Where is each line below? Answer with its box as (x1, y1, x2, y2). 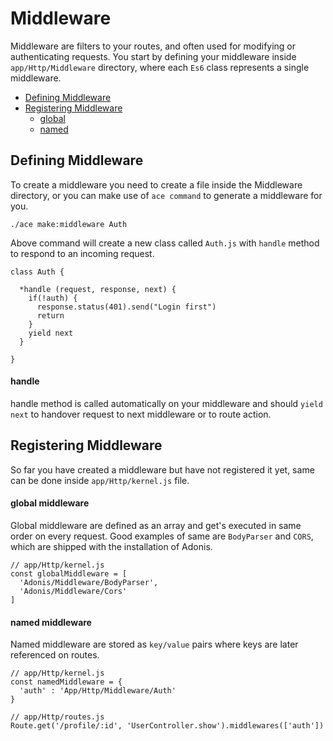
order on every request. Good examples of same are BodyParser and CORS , (10, 530, 314, 542)
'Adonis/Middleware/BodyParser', (19, 577, 159, 587)
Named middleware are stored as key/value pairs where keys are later (10, 638, 299, 651)
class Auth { (10, 267, 65, 277)
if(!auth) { (28, 293, 78, 303)
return (36, 310, 65, 321)
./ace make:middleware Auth (10, 219, 128, 229)
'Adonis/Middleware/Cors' (19, 586, 128, 596)
